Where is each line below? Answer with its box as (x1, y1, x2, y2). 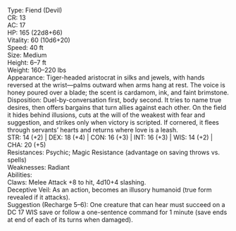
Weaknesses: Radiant (7, 163, 70, 171)
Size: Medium (7, 51, 47, 59)
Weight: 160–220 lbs (7, 66, 67, 74)
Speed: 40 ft (7, 44, 44, 51)
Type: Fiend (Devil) (7, 6, 63, 14)
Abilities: (7, 170, 32, 179)
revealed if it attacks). (7, 193, 70, 201)
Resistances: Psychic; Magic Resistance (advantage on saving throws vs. (7, 148, 221, 156)
